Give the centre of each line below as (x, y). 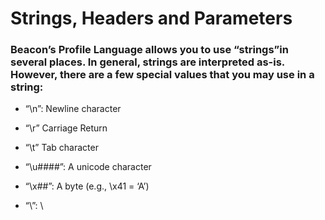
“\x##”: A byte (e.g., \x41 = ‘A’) (87, 186)
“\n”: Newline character (73, 109)
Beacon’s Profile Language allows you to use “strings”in (149, 50)
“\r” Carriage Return (66, 128)
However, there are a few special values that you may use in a (162, 75)
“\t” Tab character (61, 148)
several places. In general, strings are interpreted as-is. (147, 62)
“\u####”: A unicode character (88, 167)
